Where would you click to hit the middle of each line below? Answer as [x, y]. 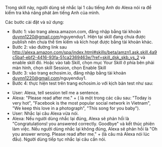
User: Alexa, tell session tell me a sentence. [56, 93]
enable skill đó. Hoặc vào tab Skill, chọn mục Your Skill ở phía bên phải [83, 63]
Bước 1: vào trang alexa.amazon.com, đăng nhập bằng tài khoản [77, 31]
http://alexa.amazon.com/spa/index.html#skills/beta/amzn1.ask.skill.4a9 [84, 52]
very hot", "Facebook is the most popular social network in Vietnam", [81, 103]
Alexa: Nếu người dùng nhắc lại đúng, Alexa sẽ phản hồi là [71, 119]
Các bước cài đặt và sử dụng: [35, 22]
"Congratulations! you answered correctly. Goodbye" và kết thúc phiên [83, 124]
